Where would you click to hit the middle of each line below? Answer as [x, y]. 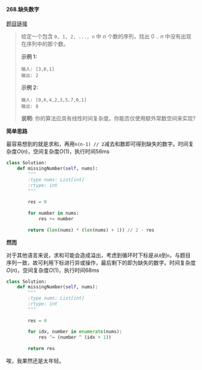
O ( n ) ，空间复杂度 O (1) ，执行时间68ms [53, 270]
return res [41, 349]
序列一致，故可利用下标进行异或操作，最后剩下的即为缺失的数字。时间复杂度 [101, 262]
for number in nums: [54, 214]
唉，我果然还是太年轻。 [35, 360]
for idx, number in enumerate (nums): [75, 332]
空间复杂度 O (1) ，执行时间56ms [71, 152]
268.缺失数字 [23, 9]
